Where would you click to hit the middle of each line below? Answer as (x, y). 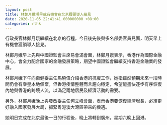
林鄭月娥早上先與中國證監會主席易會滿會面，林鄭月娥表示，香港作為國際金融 (83, 55)
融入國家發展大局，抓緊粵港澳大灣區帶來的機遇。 (59, 107)
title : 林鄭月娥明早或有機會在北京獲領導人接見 (48, 14)
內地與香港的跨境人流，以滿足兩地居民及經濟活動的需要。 (64, 90)
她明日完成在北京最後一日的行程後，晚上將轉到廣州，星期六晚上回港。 (77, 118)
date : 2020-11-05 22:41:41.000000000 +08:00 (52, 19)
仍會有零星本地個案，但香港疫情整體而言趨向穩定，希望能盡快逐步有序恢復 (85, 84)
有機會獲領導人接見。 (27, 45)
